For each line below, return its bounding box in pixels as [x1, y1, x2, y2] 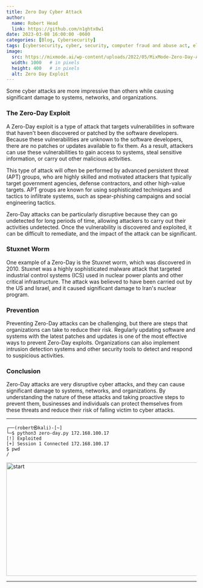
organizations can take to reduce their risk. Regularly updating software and [6, 326, 195, 334]
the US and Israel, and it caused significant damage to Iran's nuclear [6, 284, 177, 291]
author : [6, 15, 26, 21]
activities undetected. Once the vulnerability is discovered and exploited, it [6, 223, 192, 231]
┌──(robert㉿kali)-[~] [6, 425, 62, 431]
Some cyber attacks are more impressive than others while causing [6, 87, 174, 94]
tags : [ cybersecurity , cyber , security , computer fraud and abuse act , [6, 43, 190, 49]
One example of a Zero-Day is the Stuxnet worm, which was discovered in [6, 259, 192, 266]
